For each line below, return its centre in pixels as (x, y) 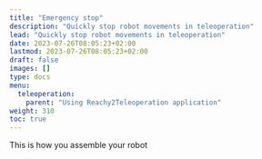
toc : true (28, 119)
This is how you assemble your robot (79, 145)
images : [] (30, 69)
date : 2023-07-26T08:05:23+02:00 (73, 43)
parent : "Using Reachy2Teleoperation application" (124, 102)
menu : (20, 85)
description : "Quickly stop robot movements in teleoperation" (132, 26)
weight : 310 (32, 111)
